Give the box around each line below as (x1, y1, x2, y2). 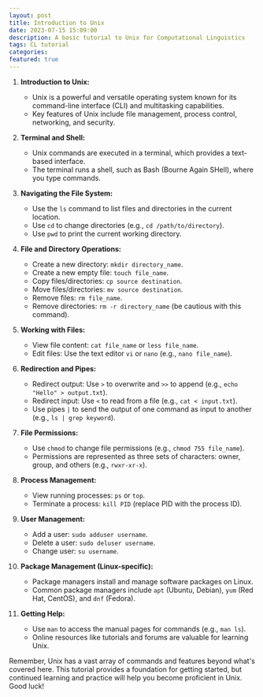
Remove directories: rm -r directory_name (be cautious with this (31, 301, 242, 311)
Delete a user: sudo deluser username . (31, 538, 156, 547)
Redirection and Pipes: (20, 363, 97, 373)
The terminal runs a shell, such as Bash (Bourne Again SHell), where (31, 165, 254, 174)
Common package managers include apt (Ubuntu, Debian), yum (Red (31, 585, 254, 594)
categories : (9, 48, 48, 56)
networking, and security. (31, 117, 116, 127)
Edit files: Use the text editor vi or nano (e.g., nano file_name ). (31, 348, 233, 358)
